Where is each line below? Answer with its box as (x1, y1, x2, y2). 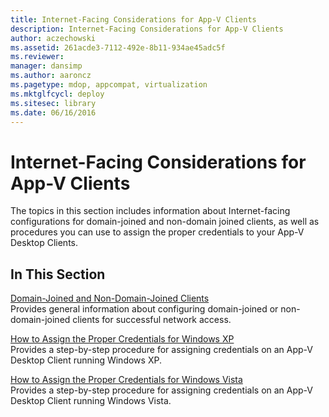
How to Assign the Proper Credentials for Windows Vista (10, 374, 243, 386)
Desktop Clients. (10, 237, 78, 249)
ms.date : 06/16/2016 (10, 107, 97, 118)
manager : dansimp (10, 61, 83, 71)
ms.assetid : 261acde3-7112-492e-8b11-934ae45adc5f (10, 42, 226, 53)
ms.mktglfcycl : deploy (10, 89, 105, 99)
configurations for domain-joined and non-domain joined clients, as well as (10, 216, 320, 228)
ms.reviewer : (10, 52, 65, 62)
